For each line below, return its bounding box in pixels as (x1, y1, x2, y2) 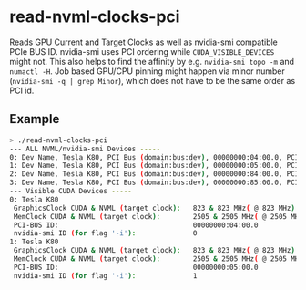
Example (9, 111, 60, 127)
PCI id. (9, 85, 35, 96)
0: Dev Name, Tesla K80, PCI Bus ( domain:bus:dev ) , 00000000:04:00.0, (9, 152, 283, 161)
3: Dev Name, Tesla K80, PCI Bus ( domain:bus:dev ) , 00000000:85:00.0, (9, 178, 283, 188)
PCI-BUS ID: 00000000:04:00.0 (13, 221, 259, 230)
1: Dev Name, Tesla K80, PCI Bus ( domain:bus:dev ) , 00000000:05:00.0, (9, 161, 283, 171)
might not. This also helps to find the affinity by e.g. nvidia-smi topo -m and (9, 56, 294, 67)
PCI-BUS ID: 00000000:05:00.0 (13, 263, 259, 272)
